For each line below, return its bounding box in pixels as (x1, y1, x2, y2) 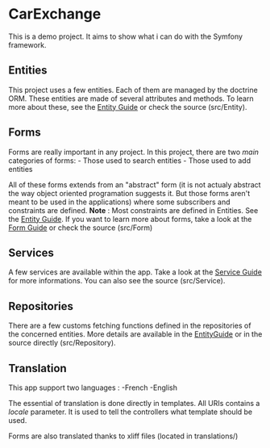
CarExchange (8, 5, 102, 23)
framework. (8, 40, 47, 49)
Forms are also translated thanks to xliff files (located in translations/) (8, 431, 239, 441)
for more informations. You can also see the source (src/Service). (8, 276, 226, 286)
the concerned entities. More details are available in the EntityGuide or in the (8, 329, 263, 339)
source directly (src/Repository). (8, 338, 116, 348)
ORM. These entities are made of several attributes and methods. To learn (8, 94, 254, 103)
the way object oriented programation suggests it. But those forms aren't (8, 188, 251, 198)
